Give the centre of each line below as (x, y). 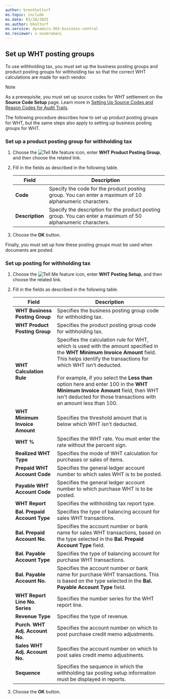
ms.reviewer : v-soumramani (34, 34)
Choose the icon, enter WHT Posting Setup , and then (87, 274)
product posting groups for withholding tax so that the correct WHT (76, 72)
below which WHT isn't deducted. (97, 424)
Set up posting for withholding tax (48, 263)
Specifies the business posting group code (108, 311)
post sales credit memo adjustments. (101, 655)
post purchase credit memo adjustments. (105, 634)
